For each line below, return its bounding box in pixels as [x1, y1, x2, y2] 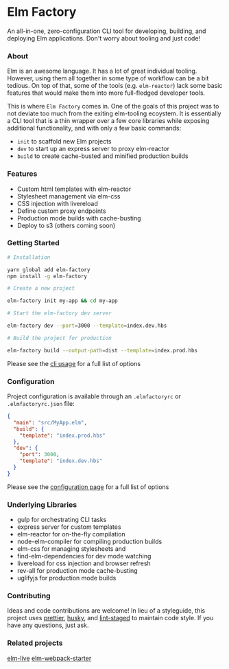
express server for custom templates [16, 523, 121, 531]
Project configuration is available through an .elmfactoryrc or [7, 392, 182, 400]
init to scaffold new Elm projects [16, 137, 112, 146]
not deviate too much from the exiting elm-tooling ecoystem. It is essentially [7, 109, 221, 117]
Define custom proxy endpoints [16, 207, 106, 215]
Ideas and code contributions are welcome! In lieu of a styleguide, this [7, 606, 206, 615]
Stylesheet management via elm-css [16, 192, 121, 200]
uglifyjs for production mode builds [16, 574, 117, 582]
